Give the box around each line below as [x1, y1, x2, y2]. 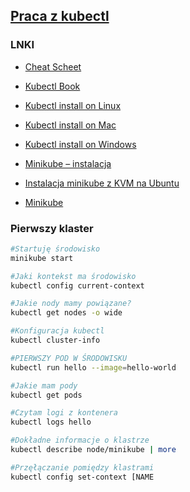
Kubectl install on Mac [24, 119, 117, 131]
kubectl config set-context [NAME [10, 472, 155, 482]
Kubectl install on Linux [24, 99, 122, 111]
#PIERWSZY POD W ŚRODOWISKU [10, 353, 128, 363]
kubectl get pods [10, 390, 83, 400]
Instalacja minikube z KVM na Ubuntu [24, 177, 180, 189]
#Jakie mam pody [10, 380, 78, 391]
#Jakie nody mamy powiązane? [10, 299, 132, 309]
